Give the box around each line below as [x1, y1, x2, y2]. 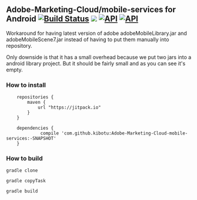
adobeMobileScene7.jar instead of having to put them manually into [6, 35, 169, 43]
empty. [6, 66, 24, 73]
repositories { [16, 94, 54, 100]
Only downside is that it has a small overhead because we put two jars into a [6, 53, 192, 61]
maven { [27, 100, 46, 106]
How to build [6, 155, 43, 163]
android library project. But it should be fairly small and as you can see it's [6, 60, 186, 67]
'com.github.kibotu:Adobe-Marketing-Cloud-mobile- [61, 130, 188, 136]
